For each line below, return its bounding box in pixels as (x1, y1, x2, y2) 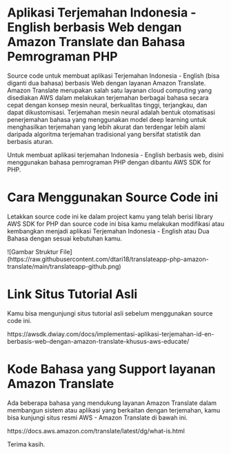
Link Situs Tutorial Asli (7, 287, 138, 302)
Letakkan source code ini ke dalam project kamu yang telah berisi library (7, 212, 214, 220)
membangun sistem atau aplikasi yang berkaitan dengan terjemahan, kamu (7, 406, 221, 414)
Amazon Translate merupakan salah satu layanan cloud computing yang (7, 86, 212, 94)
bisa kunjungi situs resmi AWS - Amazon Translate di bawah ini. (7, 413, 188, 422)
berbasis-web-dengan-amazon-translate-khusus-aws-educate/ (7, 337, 190, 345)
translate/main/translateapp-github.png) (7, 262, 122, 270)
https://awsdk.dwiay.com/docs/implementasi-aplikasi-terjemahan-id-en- (7, 329, 215, 338)
